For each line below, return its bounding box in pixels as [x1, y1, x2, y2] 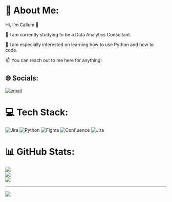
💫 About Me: [5, 5, 59, 16]
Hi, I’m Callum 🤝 [5, 22, 39, 28]
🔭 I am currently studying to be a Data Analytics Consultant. [5, 31, 132, 37]
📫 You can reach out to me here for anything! [5, 57, 102, 63]
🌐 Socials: [5, 74, 39, 83]
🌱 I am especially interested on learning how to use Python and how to [5, 41, 154, 48]
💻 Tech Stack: [5, 106, 69, 118]
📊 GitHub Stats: [5, 146, 75, 157]
